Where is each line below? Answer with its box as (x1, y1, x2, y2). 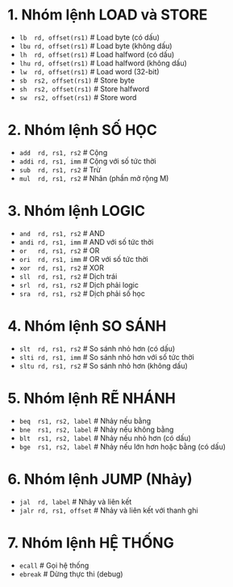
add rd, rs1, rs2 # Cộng (19, 147, 108, 157)
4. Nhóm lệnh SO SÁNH (7, 317, 167, 335)
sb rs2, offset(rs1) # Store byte (19, 75, 135, 85)
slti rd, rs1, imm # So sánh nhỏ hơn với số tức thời (19, 352, 194, 361)
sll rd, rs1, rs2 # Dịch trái (19, 271, 118, 281)
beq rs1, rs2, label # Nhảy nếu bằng (19, 416, 152, 425)
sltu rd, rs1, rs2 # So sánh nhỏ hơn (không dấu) (19, 361, 189, 370)
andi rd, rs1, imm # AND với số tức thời (19, 237, 154, 247)
